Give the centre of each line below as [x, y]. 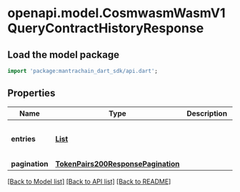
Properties [31, 93]
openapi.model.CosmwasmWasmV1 [116, 13]
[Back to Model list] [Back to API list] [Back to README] [89, 181]
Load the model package [64, 55]
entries [23, 138]
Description [207, 113]
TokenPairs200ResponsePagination [117, 163]
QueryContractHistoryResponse [106, 28]
